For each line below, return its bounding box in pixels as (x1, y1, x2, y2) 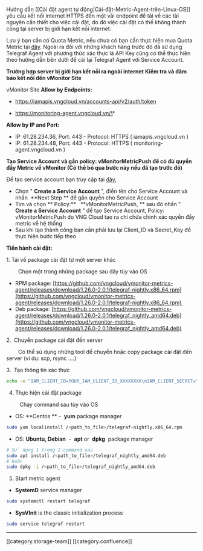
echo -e (6, 378, 26, 384)
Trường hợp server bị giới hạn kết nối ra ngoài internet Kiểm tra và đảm (6, 68, 187, 75)
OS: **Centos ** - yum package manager (14, 412, 122, 419)
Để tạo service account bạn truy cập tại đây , (6, 176, 117, 183)
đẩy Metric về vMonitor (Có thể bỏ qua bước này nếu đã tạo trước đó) (6, 164, 183, 171)
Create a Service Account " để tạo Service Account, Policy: (14, 207, 165, 214)
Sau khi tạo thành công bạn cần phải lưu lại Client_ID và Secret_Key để (14, 226, 192, 233)
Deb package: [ (14, 306, 54, 312)
